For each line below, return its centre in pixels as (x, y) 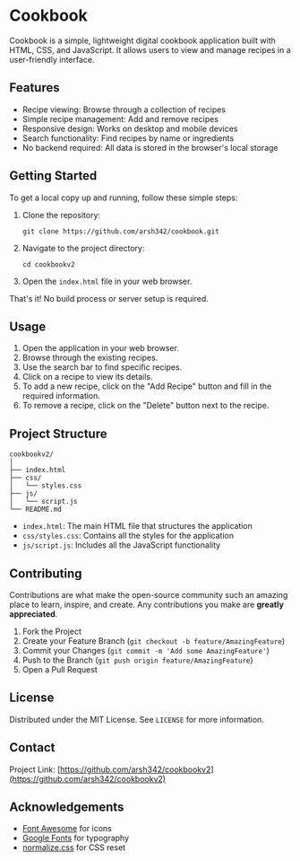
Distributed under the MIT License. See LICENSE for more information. (137, 719)
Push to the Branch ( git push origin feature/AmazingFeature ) (137, 660)
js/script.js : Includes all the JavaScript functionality (121, 545)
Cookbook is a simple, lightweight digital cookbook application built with (142, 40)
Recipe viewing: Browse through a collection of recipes (124, 110)
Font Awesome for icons (67, 829)
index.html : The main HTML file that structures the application (137, 526)
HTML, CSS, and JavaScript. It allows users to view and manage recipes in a (150, 49)
